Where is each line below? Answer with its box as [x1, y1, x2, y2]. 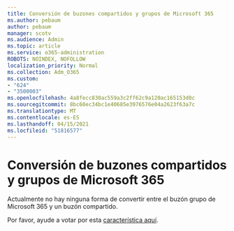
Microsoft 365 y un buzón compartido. [7, 202, 119, 211]
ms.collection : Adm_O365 [7, 68, 80, 75]
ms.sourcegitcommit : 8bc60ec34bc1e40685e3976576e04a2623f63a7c [7, 101, 196, 108]
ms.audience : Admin [7, 36, 64, 43]
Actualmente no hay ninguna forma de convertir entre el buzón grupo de [7, 195, 216, 203]
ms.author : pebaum [7, 17, 61, 24]
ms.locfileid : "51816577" [7, 127, 82, 134]
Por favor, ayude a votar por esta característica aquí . [7, 216, 159, 224]
